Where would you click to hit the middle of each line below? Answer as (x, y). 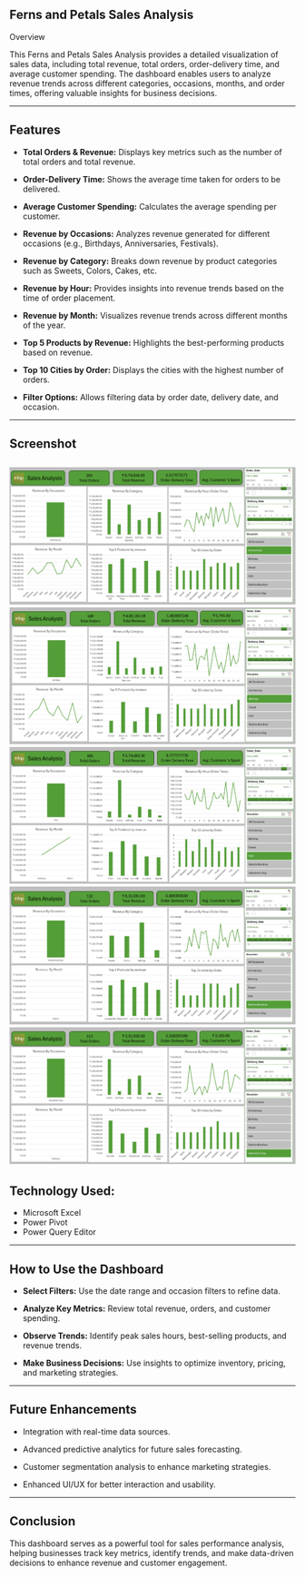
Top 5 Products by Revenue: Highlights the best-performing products (153, 342)
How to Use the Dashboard (87, 1269)
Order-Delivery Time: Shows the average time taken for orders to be (152, 179)
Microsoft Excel (52, 1213)
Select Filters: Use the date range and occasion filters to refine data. (152, 1291)
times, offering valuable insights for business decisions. (113, 93)
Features (35, 130)
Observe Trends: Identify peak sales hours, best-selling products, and (155, 1336)
